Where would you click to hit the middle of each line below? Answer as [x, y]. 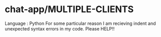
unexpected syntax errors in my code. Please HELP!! [60, 28]
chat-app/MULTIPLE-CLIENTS [69, 9]
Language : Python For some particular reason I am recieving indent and [80, 23]
